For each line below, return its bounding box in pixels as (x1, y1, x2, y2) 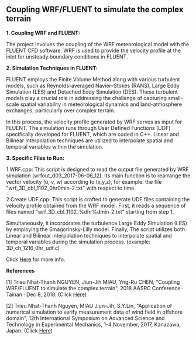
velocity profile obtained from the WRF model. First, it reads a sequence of (6, 202, 186, 209)
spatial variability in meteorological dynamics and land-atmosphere (20, 101, 183, 108)
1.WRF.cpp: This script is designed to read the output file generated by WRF (6, 166, 189, 173)
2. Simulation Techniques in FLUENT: (6, 64, 98, 71)
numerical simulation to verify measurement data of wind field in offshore (6, 308, 183, 315)
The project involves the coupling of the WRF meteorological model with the (6, 40, 190, 47)
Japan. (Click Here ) (6, 327, 53, 334)
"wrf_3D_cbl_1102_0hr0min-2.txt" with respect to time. (6, 184, 136, 191)
